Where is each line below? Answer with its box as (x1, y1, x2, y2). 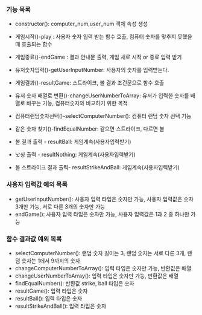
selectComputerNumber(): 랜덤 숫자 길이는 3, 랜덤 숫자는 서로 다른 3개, (14, 249, 186, 256)
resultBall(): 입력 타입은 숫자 (14, 294, 83, 302)
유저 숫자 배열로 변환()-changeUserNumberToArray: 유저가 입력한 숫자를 (14, 92, 189, 99)
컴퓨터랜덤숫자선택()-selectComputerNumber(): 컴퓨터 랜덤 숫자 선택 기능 (14, 112, 192, 120)
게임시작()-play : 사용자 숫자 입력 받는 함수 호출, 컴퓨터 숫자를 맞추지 (14, 33, 177, 41)
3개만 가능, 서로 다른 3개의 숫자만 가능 (14, 203, 106, 210)
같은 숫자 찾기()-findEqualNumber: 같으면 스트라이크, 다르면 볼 (14, 125, 165, 132)
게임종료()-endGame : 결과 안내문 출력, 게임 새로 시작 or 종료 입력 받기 (14, 53, 182, 61)
